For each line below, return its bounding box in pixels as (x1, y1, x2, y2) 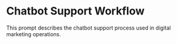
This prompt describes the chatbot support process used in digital (6, 24, 171, 31)
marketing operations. (6, 30, 62, 37)
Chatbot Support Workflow (6, 4, 145, 18)
